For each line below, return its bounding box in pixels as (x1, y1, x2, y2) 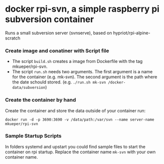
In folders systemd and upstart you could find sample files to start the (5, 143, 146, 149)
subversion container (5, 14, 94, 25)
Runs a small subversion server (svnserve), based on (5, 30, 112, 36)
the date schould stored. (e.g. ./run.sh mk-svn (12, 79, 106, 85)
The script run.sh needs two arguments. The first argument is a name (12, 69, 153, 75)
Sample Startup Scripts (5, 133, 62, 140)
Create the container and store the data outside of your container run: (5, 107, 146, 113)
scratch (5, 35, 21, 41)
